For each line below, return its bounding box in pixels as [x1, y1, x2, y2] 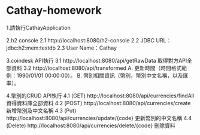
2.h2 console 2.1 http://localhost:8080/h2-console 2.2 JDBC [6, 36, 154, 44]
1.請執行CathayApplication [6, 24, 71, 31]
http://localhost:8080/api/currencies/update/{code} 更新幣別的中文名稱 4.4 [6, 114, 192, 121]
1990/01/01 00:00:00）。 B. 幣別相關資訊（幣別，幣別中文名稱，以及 [16, 72, 184, 79]
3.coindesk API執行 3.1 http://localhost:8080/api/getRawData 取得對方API [6, 57, 187, 64]
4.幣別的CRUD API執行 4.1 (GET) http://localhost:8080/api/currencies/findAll [6, 92, 195, 99]
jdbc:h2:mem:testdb [6, 44, 56, 51]
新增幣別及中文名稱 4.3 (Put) [6, 107, 77, 114]
